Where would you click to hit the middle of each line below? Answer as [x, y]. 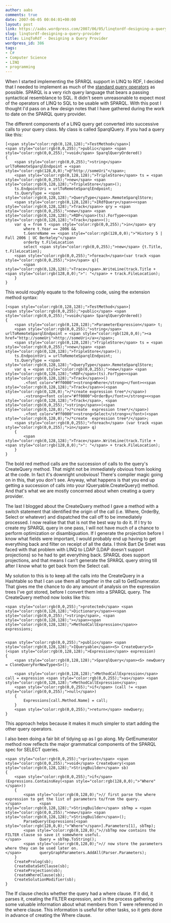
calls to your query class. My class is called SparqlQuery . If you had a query [85, 129]
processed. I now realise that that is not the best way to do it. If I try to [79, 523]
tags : [11, 48]
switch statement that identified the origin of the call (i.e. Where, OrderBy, [83, 512]
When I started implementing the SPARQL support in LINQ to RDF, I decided [84, 82]
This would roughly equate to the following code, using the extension [78, 292]
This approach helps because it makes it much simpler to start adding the [82, 723]
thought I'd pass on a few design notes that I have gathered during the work [85, 109]
